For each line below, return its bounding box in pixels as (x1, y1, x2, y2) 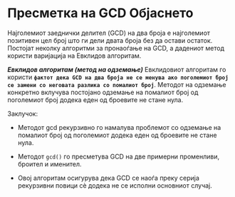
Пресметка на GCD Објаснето (7, 5, 194, 21)
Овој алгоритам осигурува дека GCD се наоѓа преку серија (17, 173, 199, 182)
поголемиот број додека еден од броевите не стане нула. (7, 95, 184, 104)
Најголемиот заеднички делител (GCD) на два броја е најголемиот (7, 29, 211, 37)
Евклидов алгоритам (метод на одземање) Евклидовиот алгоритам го (7, 65, 226, 74)
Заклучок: (7, 109, 38, 118)
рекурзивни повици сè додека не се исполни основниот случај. (17, 181, 212, 190)
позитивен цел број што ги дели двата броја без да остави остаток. (7, 36, 213, 44)
